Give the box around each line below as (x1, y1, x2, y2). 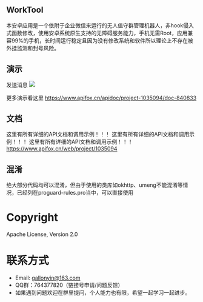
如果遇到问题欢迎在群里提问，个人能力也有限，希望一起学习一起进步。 (15, 289, 191, 297)
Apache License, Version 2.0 (6, 230, 78, 238)
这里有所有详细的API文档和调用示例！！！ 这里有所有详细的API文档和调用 (6, 130, 190, 138)
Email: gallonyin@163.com (15, 274, 81, 281)
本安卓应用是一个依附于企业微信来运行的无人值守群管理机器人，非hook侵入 (6, 21, 194, 29)
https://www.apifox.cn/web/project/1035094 (6, 145, 118, 152)
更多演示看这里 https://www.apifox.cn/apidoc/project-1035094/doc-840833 (6, 94, 197, 101)
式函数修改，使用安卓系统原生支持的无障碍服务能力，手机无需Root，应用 (6, 29, 188, 36)
